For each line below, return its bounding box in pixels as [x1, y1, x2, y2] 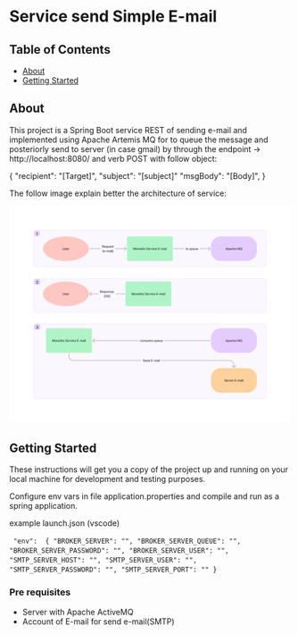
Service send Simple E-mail [9, 6, 218, 27]
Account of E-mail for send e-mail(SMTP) [21, 615, 176, 627]
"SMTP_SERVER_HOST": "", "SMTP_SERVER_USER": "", [9, 556, 198, 565]
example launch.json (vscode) [9, 518, 120, 529]
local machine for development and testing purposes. [9, 474, 206, 485]
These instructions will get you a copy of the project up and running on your [9, 464, 288, 475]
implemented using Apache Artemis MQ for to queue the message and [9, 134, 269, 145]
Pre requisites [9, 586, 71, 598]
